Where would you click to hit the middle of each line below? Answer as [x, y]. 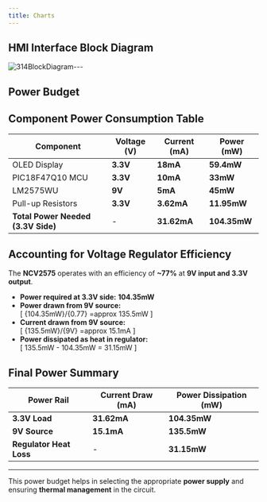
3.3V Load [32, 419]
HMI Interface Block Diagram [81, 48]
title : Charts [32, 15]
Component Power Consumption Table [106, 119]
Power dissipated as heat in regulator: [84, 339]
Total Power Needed [52, 216]
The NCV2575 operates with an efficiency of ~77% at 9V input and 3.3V [128, 273]
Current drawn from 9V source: [72, 322]
